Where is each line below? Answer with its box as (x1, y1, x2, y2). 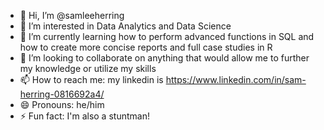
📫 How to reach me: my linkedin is (19, 74, 164, 85)
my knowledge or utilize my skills (19, 63, 157, 74)
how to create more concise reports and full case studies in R (19, 41, 273, 53)
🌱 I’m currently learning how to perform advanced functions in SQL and (19, 31, 315, 42)
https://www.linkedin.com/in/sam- (165, 74, 307, 85)
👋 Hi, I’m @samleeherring (19, 10, 125, 21)
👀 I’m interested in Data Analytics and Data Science (19, 20, 232, 32)
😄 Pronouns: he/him (19, 99, 105, 110)
